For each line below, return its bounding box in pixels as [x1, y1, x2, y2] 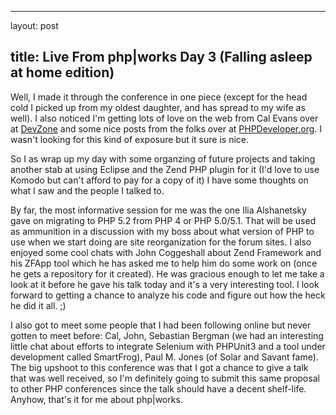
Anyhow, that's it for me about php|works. [10, 393, 183, 405]
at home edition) [10, 64, 115, 81]
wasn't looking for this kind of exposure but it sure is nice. [10, 133, 249, 145]
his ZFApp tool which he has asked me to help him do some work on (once [10, 257, 318, 269]
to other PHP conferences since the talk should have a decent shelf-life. [10, 382, 307, 395]
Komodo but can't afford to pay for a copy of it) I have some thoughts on [10, 174, 309, 186]
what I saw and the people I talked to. [10, 184, 165, 196]
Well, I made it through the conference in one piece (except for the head [10, 91, 308, 103]
